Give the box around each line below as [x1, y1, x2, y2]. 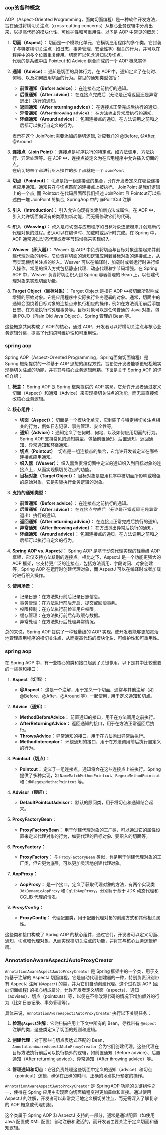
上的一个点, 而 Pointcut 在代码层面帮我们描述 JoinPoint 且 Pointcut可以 [12, 190, 157, 196]
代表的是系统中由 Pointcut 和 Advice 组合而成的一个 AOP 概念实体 [12, 58, 147, 64]
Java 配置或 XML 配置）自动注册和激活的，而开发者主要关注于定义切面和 [5, 1119, 154, 1125]
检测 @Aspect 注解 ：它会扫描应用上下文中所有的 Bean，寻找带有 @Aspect [12, 1021, 157, 1026]
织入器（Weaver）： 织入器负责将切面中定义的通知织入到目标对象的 [19, 460, 157, 466]
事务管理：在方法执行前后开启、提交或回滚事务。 [19, 600, 120, 606]
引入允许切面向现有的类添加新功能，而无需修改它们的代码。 [12, 213, 134, 219]
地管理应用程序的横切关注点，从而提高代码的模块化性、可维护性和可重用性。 [5, 635, 162, 641]
